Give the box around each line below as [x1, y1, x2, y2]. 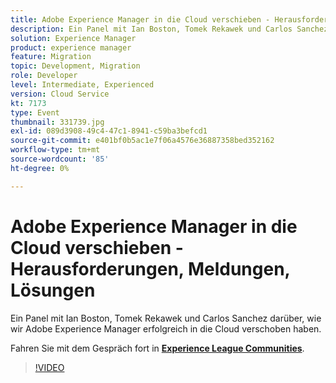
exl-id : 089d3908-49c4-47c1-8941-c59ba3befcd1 [10, 126, 208, 136]
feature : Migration [10, 52, 92, 62]
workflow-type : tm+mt [10, 145, 101, 155]
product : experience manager [10, 42, 132, 53]
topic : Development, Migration [10, 61, 141, 71]
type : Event [10, 107, 60, 118]
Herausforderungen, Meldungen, [10, 257, 291, 280]
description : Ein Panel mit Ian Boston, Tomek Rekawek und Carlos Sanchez [10, 24, 329, 34]
